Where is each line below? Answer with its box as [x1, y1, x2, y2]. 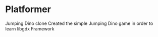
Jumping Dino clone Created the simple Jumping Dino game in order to [5, 20, 153, 26]
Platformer [5, 4, 51, 15]
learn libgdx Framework [5, 25, 55, 31]
